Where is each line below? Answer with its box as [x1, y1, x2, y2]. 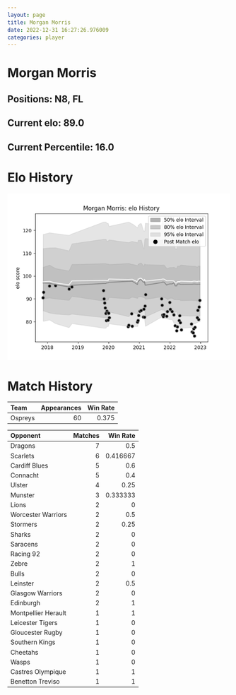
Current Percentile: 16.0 [7, 141, 114, 153]
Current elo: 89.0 [7, 117, 85, 129]
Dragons [10, 441, 35, 450]
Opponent [10, 432, 41, 440]
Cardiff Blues [10, 461, 49, 470]
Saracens [10, 540, 38, 548]
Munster [10, 491, 35, 499]
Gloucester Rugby [10, 629, 63, 637]
